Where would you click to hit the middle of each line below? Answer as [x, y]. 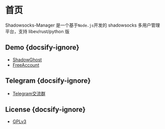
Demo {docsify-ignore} [42, 47]
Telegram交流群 [29, 93]
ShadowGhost [27, 59]
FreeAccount [26, 65]
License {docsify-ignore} [46, 109]
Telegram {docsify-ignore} [48, 81]
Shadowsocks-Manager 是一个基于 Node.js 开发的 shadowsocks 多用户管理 [82, 25]
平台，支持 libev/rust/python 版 [37, 31]
